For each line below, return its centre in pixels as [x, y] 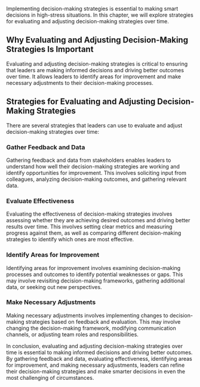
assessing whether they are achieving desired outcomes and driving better [98, 220]
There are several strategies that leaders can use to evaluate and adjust [94, 125]
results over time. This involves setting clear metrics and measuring [89, 227]
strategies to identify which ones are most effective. [70, 239]
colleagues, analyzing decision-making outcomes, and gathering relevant [96, 179]
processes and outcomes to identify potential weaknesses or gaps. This [95, 274]
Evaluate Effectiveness [40, 201]
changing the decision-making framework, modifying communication [91, 328]
